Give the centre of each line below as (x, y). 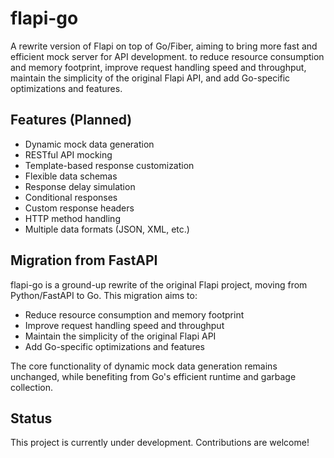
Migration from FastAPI (84, 260)
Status (31, 418)
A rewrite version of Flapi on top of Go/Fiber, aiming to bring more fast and (164, 46)
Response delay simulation (80, 186)
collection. (32, 387)
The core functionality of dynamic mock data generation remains (144, 366)
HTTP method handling (72, 218)
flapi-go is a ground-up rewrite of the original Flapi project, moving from (159, 284)
